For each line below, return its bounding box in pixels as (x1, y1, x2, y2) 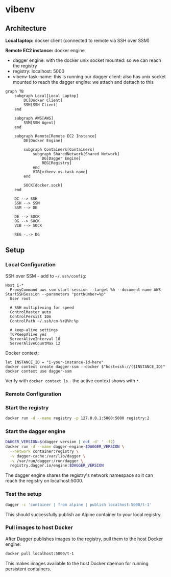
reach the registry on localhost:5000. (5, 478, 83, 484)
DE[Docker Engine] (23, 138, 63, 143)
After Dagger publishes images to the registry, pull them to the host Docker (5, 536, 163, 542)
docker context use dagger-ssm (5, 368, 72, 374)
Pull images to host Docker (5, 524, 73, 531)
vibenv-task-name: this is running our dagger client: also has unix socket (12, 74, 166, 80)
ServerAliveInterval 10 (10, 336, 60, 341)
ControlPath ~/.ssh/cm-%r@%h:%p (10, 318, 79, 324)
